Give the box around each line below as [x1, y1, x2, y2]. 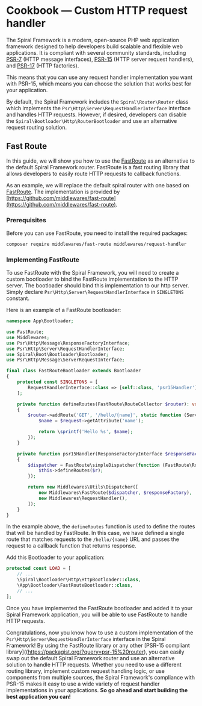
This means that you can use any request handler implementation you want [6, 73, 193, 81]
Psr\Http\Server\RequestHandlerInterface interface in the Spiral [6, 635, 166, 642]
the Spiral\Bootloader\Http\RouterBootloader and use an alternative [6, 117, 177, 124]
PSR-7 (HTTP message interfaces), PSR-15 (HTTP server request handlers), [6, 55, 194, 63]
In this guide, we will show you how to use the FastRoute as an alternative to [6, 157, 195, 164]
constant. [6, 295, 30, 302]
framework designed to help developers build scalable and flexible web [6, 43, 183, 50]
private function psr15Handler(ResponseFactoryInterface [17, 451, 163, 457]
